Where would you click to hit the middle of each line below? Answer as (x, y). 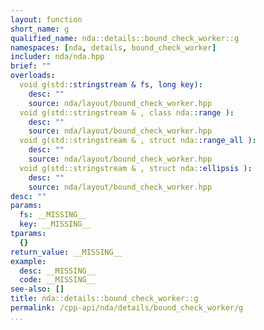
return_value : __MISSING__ (66, 252)
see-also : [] (37, 289)
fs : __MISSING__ (53, 215)
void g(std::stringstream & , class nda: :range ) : (127, 112)
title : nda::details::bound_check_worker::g (104, 299)
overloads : (33, 76)
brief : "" (31, 66)
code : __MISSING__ (58, 280)
